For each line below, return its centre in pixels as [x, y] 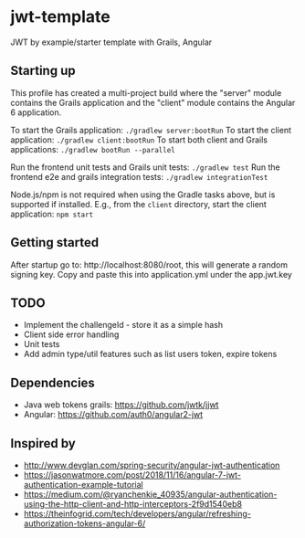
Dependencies [53, 382]
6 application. [36, 112]
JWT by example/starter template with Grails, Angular [111, 42]
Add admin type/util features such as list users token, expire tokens [150, 354]
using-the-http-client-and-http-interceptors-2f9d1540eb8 [133, 504]
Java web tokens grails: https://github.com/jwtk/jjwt [121, 405]
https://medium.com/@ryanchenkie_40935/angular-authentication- [150, 494]
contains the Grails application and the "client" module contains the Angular [153, 102]
